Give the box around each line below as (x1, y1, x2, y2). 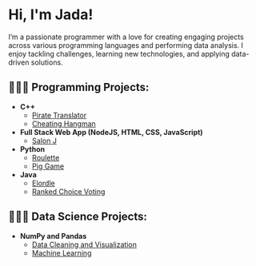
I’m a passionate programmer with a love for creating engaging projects (8, 32, 244, 42)
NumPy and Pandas (19, 231, 87, 240)
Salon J (31, 136, 58, 145)
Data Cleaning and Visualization (31, 240, 138, 249)
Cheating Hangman (31, 118, 96, 129)
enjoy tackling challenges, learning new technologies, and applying (8, 49, 230, 58)
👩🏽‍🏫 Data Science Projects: (8, 210, 148, 224)
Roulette (31, 153, 60, 162)
